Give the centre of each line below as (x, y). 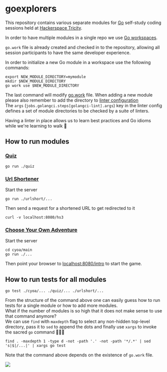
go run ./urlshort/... (29, 199)
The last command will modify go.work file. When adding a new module (79, 95)
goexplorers (31, 9)
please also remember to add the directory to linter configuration (72, 100)
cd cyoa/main (19, 250)
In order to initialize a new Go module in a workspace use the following (78, 62)
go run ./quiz (20, 166)
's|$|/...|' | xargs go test (35, 346)
